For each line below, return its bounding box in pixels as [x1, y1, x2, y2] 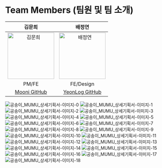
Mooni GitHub [14, 88, 47, 95]
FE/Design [70, 80, 95, 87]
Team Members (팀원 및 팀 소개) [5, 4, 134, 16]
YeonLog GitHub [63, 88, 102, 95]
